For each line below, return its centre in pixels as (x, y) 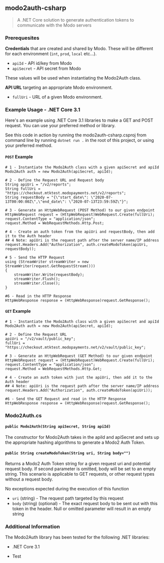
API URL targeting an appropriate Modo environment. (59, 87)
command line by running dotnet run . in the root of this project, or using (80, 140)
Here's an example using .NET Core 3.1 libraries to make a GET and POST (79, 120)
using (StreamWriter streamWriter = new (47, 262)
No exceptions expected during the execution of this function (67, 489)
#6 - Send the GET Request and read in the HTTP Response (66, 399)
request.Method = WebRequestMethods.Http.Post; (55, 223)
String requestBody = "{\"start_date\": (47, 197)
